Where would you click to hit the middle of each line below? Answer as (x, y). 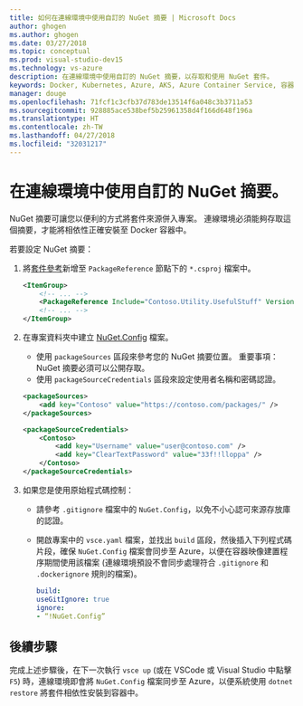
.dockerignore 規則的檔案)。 (89, 573)
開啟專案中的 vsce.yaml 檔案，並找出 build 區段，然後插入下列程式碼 (164, 539)
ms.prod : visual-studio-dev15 (66, 60)
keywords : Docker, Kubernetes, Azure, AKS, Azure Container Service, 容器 (152, 85)
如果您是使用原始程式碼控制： (78, 490)
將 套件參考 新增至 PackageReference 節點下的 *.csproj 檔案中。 (139, 268)
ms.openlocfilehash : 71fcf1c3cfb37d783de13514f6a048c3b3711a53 (131, 102)
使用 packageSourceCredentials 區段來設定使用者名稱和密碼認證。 (158, 379)
